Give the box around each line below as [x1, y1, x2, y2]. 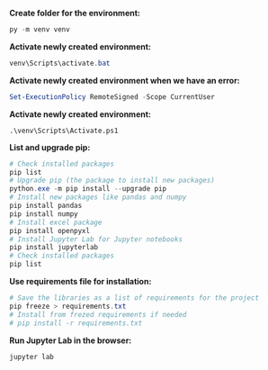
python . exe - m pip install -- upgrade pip [9, 185, 167, 194]
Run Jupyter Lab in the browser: [9, 335, 132, 346]
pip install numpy [9, 209, 78, 219]
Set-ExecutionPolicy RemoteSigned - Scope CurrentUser [9, 92, 216, 102]
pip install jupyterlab [9, 243, 99, 252]
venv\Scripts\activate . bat [9, 59, 111, 68]
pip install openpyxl [9, 226, 91, 235]
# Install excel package [9, 218, 103, 227]
